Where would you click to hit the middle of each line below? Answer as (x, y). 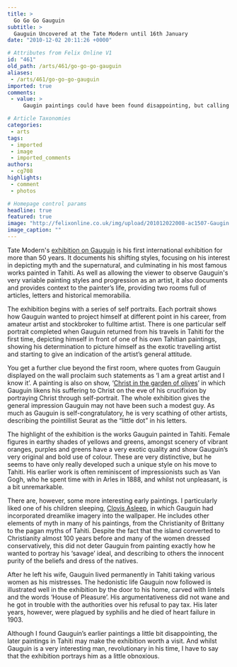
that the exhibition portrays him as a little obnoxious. (83, 656)
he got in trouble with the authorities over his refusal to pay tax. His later (112, 604)
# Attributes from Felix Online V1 (60, 53)
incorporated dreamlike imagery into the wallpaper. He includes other (109, 515)
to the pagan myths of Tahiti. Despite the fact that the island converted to (114, 530)
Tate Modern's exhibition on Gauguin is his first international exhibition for (115, 250)
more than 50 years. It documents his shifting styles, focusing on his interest (119, 257)
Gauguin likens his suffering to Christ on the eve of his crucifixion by (107, 390)
